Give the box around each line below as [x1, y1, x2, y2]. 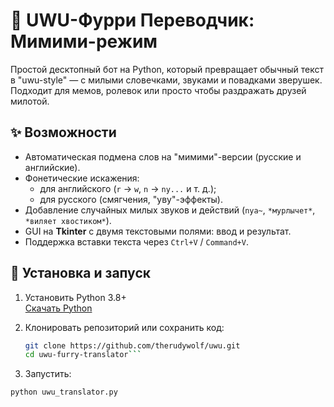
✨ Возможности [10, 124, 117, 141]
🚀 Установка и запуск [10, 265, 151, 282]
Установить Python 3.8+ [24, 291, 127, 303]
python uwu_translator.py [10, 387, 118, 398]
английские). [24, 161, 81, 173]
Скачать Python [24, 302, 93, 314]
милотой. [10, 95, 50, 107]
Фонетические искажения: [24, 172, 140, 184]
